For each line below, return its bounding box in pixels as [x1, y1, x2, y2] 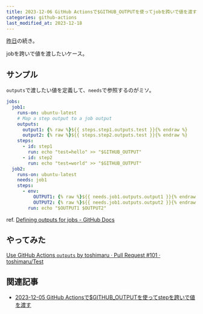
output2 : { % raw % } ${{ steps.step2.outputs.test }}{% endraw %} [22, 132, 188, 139]
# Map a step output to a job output [17, 115, 112, 121]
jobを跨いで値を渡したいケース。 [6, 50, 88, 57]
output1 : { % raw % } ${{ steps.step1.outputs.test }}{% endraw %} [22, 127, 188, 133]
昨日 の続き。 [6, 37, 38, 45]
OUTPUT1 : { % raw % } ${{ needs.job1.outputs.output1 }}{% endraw [33, 194, 196, 200]
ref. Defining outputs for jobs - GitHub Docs [6, 216, 115, 223]
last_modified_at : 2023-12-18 [6, 20, 83, 26]
